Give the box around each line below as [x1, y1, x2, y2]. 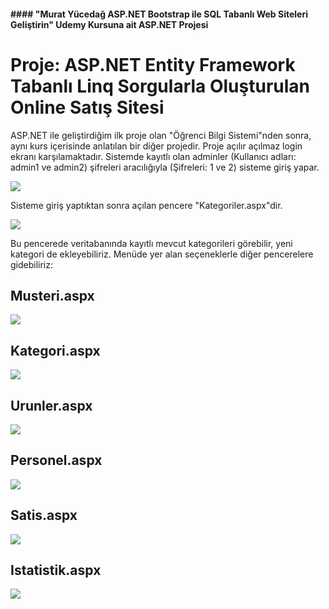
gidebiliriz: [10, 258, 54, 270]
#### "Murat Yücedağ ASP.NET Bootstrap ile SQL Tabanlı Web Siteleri [10, 8, 308, 20]
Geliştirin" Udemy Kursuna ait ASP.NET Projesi [10, 18, 209, 30]
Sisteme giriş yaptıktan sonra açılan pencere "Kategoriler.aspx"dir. [10, 199, 283, 211]
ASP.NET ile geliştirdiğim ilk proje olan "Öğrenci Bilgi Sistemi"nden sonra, [10, 129, 312, 141]
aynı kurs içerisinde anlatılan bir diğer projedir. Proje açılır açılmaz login [10, 140, 303, 152]
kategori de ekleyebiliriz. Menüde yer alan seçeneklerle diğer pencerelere [10, 248, 314, 260]
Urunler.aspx [10, 397, 93, 414]
